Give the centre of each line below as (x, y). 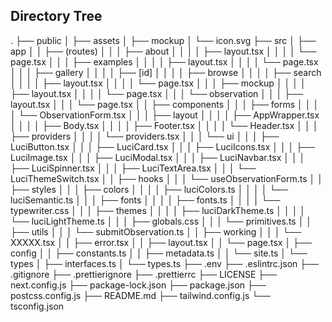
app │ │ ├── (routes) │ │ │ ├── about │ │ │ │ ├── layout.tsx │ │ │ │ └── (163, 51)
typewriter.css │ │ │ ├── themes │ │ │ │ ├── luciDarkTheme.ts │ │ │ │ (158, 210)
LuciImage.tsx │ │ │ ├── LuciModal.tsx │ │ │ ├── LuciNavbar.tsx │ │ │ (158, 157)
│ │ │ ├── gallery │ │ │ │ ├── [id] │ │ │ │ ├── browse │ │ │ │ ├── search (166, 72)
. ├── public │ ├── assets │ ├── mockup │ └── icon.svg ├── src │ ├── (163, 40)
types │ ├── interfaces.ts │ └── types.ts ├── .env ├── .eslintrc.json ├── (165, 263)
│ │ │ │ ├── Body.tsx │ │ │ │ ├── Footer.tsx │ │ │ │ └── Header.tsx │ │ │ (164, 125)
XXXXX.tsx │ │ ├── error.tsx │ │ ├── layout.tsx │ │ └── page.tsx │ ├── (161, 242)
